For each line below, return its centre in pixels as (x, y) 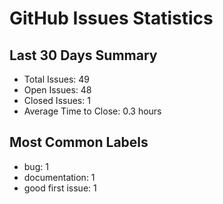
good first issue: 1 (60, 188)
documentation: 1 (59, 177)
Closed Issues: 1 (57, 100)
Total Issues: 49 (57, 79)
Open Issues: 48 (57, 90)
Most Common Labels (79, 142)
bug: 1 (36, 166)
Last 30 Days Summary (83, 55)
